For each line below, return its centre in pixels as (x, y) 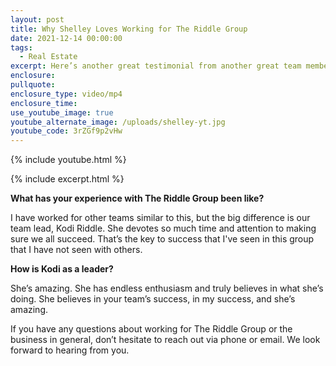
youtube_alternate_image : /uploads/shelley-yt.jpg (118, 122)
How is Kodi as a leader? (62, 269)
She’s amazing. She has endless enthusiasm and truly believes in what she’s (167, 288)
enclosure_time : (44, 103)
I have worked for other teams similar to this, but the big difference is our (160, 218)
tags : (21, 47)
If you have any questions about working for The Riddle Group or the (151, 329)
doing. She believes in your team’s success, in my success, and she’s (153, 299)
